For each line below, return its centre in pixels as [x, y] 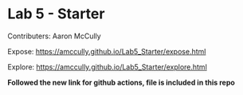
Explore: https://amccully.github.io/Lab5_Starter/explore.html [108, 67]
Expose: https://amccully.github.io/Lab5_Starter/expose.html [107, 51]
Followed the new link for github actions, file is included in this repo [121, 82]
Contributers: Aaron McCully [54, 36]
